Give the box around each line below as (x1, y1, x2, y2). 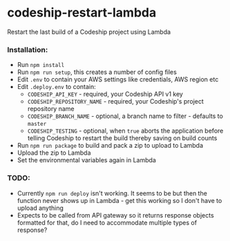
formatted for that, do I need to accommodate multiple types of (17, 218, 198, 226)
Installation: (7, 45, 48, 55)
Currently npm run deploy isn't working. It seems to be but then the (17, 189, 207, 197)
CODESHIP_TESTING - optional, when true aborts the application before (27, 126, 224, 135)
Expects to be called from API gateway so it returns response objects (17, 211, 214, 219)
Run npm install (17, 61, 65, 69)
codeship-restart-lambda (7, 5, 157, 21)
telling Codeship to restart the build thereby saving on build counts (27, 134, 218, 142)
